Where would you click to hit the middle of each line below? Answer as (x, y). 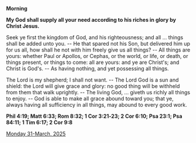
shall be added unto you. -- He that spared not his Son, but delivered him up (98, 44)
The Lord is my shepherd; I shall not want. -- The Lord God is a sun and (92, 80)
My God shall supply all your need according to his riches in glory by (91, 20)
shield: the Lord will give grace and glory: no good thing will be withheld (93, 86)
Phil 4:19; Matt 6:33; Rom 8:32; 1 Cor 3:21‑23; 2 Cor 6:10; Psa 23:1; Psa (94, 116)
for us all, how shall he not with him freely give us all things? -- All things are (98, 50)
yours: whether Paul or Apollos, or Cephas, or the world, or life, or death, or (97, 56)
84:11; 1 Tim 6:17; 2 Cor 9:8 (39, 122)
